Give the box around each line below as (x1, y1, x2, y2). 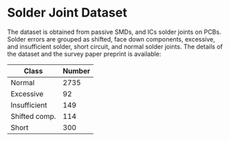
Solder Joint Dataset (7, 5, 127, 21)
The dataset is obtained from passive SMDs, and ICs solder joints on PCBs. (7, 28, 222, 36)
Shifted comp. (10, 111, 57, 121)
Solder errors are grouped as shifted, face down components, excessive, (7, 35, 215, 43)
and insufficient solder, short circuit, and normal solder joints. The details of (7, 42, 223, 50)
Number (62, 66, 91, 75)
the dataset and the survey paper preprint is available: (7, 50, 161, 58)
